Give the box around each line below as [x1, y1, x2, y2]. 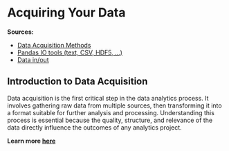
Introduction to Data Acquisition [7, 76, 148, 88]
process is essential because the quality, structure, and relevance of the [7, 116, 213, 124]
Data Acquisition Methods [17, 41, 91, 49]
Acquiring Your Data [7, 5, 126, 21]
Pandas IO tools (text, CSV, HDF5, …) [17, 48, 123, 57]
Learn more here [7, 137, 56, 145]
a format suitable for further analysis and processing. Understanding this [7, 108, 214, 117]
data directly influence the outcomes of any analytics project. [7, 123, 182, 132]
